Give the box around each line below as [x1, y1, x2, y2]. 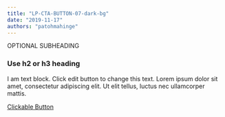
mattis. [7, 89, 27, 97]
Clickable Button [7, 103, 54, 111]
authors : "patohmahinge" [7, 23, 78, 30]
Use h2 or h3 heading [7, 59, 81, 69]
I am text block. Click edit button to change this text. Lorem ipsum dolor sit [7, 74, 218, 83]
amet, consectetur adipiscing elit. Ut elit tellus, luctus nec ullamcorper [7, 82, 205, 90]
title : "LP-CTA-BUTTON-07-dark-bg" [7, 10, 109, 17]
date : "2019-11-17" [7, 17, 63, 23]
